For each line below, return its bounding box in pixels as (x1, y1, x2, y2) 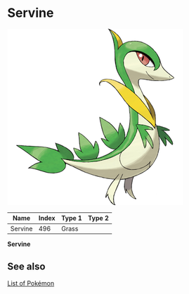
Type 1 (60, 214, 82, 223)
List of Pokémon (7, 279, 55, 287)
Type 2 (87, 214, 109, 223)
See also (7, 260, 46, 272)
